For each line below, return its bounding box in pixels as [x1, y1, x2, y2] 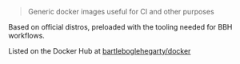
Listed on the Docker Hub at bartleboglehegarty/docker [8, 46, 191, 55]
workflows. [8, 31, 46, 40]
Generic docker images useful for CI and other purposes [27, 7, 214, 16]
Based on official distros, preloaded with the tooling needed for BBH [8, 22, 233, 31]
